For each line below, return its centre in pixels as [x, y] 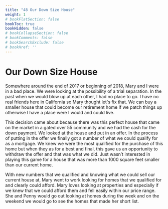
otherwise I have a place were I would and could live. [60, 112]
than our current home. [29, 165]
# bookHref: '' [21, 47]
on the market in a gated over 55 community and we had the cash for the [80, 127]
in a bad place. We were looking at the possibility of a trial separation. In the [83, 91]
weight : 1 [16, 15]
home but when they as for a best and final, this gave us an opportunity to [81, 149]
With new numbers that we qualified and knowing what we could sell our [80, 174]
